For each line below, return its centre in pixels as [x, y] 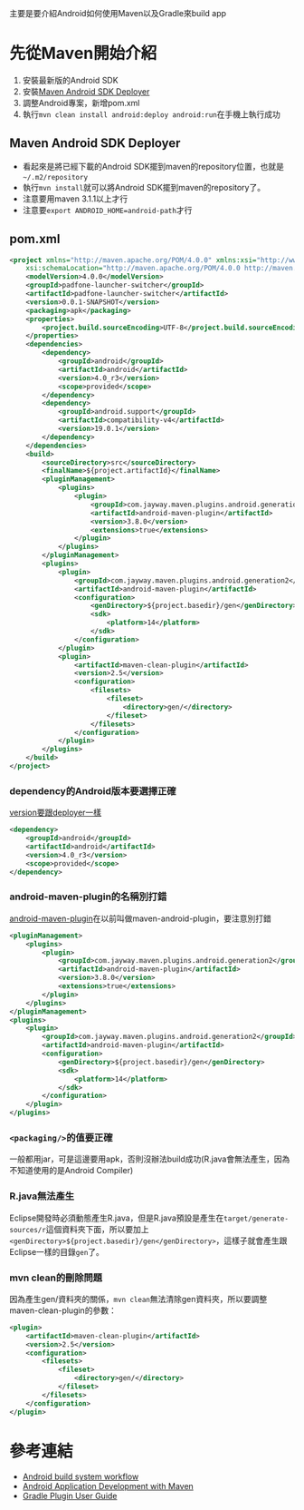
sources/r [28, 1230]
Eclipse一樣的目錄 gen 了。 [57, 1251]
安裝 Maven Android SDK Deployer [86, 91]
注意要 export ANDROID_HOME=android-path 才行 [107, 210]
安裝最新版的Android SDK [71, 80]
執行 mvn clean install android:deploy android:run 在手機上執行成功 [151, 114]
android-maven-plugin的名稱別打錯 [88, 897]
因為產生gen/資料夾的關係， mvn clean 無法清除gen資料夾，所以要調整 [138, 1299]
